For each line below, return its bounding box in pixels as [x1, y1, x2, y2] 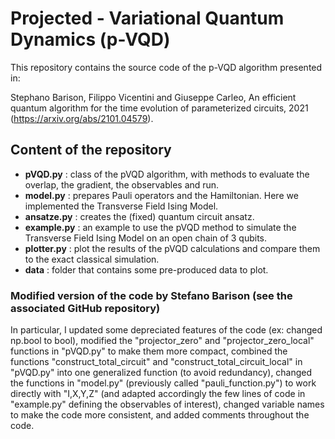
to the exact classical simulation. [24, 253, 160, 265]
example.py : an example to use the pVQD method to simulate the [24, 221, 297, 233]
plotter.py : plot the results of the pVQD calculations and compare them [24, 242, 321, 254]
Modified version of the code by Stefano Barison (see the [10, 288, 293, 302]
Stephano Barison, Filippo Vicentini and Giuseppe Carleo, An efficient [10, 91, 297, 103]
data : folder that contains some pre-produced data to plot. [24, 263, 269, 276]
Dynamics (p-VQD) [10, 28, 171, 51]
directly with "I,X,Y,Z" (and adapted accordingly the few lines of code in [10, 388, 306, 400]
